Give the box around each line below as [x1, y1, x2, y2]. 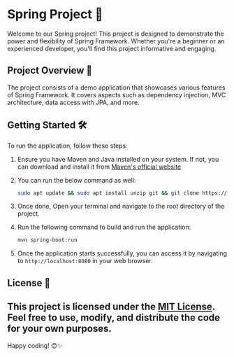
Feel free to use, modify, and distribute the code [7, 311, 221, 324]
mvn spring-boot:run [17, 237, 78, 244]
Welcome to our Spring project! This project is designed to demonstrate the [7, 29, 225, 38]
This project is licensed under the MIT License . [7, 301, 215, 313]
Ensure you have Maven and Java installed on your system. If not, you [17, 155, 219, 163]
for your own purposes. [7, 323, 112, 335]
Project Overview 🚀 [7, 64, 93, 76]
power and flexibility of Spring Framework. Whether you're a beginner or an [7, 36, 225, 45]
